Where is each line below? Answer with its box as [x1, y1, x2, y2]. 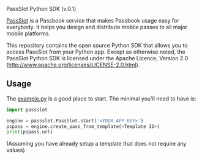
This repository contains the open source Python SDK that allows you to [6, 42, 188, 49]
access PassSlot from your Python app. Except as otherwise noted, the [6, 48, 185, 55]
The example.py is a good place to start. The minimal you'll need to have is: [6, 94, 197, 102]
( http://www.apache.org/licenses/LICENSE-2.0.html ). [6, 61, 140, 68]
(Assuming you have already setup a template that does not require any [6, 140, 187, 147]
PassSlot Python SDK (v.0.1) [6, 5, 77, 12]
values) [6, 146, 25, 154]
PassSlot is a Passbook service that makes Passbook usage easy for [6, 17, 179, 24]
